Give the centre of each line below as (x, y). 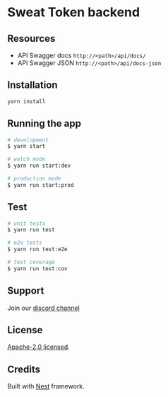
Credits (24, 369)
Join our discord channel (43, 308)
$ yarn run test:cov (38, 269)
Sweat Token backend (73, 12)
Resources (31, 39)
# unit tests (26, 224)
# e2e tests (25, 243)
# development (28, 140)
